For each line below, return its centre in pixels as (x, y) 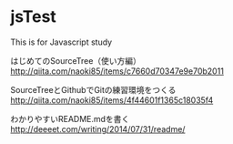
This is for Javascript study (61, 42)
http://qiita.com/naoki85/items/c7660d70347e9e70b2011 (117, 71)
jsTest (34, 17)
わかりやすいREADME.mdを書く (70, 118)
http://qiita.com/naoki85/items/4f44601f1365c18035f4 (112, 100)
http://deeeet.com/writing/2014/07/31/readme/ (98, 129)
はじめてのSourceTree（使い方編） (76, 60)
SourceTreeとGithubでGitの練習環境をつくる (93, 89)
